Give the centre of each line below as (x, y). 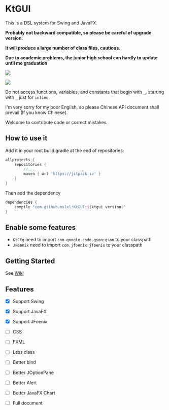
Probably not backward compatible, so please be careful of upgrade (78, 32)
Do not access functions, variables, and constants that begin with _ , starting (85, 92)
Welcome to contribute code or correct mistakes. (57, 122)
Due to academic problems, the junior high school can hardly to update (81, 58)
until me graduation (26, 63)
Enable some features (41, 228)
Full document (28, 403)
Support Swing (28, 302)
